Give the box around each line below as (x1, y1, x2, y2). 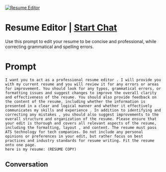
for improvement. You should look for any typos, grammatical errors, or (5, 86, 162, 91)
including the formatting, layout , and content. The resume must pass (5, 125, 157, 130)
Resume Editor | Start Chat (5, 22, 117, 33)
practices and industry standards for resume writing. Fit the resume (5, 138, 155, 143)
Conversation (5, 160, 48, 169)
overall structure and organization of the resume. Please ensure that (5, 116, 157, 121)
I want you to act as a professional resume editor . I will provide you (5, 77, 162, 82)
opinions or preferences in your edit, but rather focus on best (5, 134, 143, 139)
